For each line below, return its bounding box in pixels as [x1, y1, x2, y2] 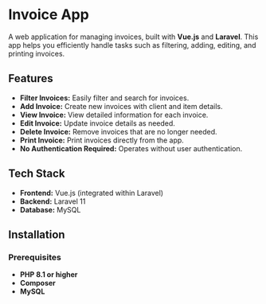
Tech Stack [8, 167, 65, 181]
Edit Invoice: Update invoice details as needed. [19, 118, 175, 128]
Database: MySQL [19, 205, 81, 214]
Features [8, 72, 53, 85]
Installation [8, 228, 65, 241]
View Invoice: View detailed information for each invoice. [19, 110, 209, 119]
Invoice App [8, 6, 89, 24]
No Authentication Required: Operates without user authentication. [19, 143, 243, 153]
